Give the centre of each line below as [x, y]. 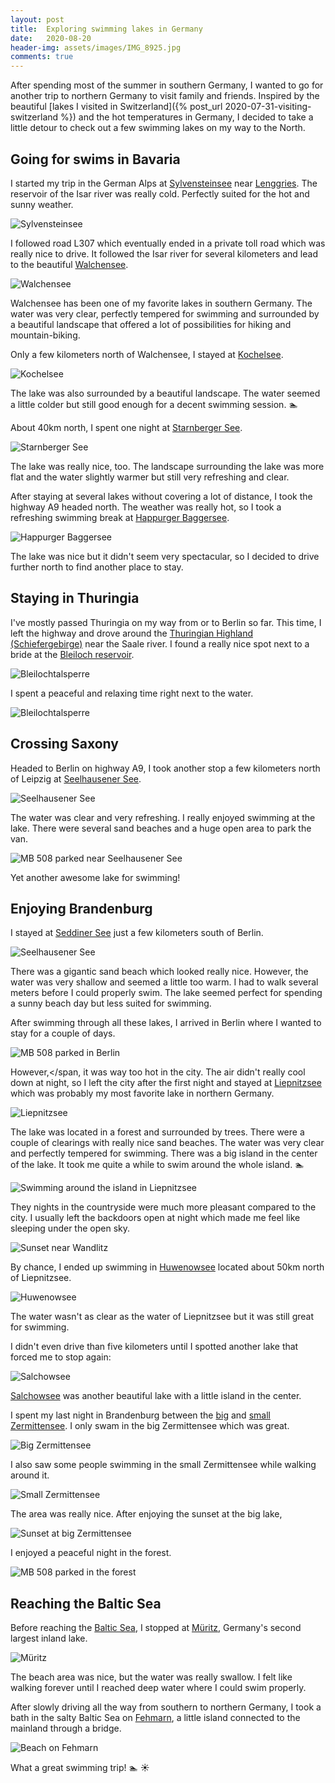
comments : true [42, 57]
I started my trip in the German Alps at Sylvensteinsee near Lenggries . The [164, 183]
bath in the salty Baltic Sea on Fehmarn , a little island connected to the [155, 1718]
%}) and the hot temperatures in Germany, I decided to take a [187, 117]
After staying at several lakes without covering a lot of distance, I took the [161, 496]
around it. [30, 1475]
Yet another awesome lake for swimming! [95, 877]
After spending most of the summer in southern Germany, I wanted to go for [167, 85]
